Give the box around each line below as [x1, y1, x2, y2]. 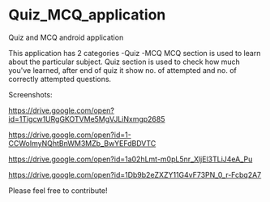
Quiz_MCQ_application [8, 6, 166, 24]
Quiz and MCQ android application [8, 32, 124, 42]
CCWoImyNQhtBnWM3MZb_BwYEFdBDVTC [8, 138, 156, 148]
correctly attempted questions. [8, 74, 112, 84]
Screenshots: [8, 89, 53, 99]
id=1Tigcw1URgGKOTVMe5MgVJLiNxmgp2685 [8, 114, 165, 123]
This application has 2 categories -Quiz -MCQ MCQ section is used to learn [8, 48, 261, 58]
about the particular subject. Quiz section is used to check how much [8, 57, 241, 67]
